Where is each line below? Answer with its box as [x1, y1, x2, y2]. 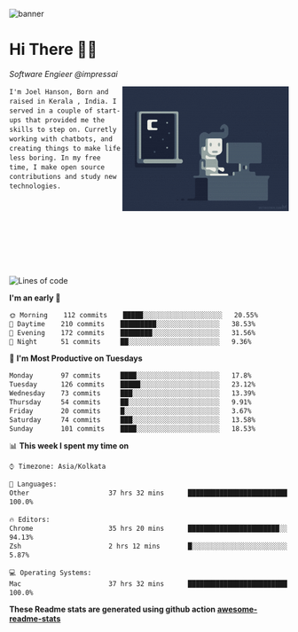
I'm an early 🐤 [9, 293, 61, 303]
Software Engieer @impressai [9, 68, 118, 79]
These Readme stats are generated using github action [9, 604, 216, 615]
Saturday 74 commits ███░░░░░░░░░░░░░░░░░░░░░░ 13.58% [9, 416, 255, 425]
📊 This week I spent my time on [9, 441, 129, 451]
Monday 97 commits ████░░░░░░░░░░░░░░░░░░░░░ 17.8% [9, 371, 252, 380]
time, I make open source [9, 162, 105, 172]
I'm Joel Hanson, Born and [9, 87, 109, 97]
